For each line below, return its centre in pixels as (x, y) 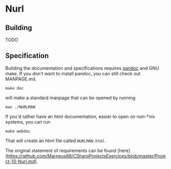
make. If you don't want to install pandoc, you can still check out (73, 73)
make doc (15, 88)
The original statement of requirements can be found (61, 150)
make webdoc (18, 131)
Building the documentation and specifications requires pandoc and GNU (82, 68)
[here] (124, 150)
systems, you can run (28, 122)
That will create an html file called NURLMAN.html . (56, 140)
